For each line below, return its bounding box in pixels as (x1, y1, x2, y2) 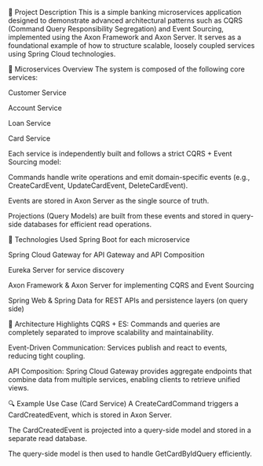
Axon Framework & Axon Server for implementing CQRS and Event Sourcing (8, 281, 254, 290)
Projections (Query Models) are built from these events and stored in (8, 211, 230, 220)
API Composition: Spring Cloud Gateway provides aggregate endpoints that (8, 366, 253, 376)
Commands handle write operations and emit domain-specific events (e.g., (8, 173, 250, 182)
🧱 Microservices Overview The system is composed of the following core (8, 64, 245, 74)
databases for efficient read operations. (23, 220, 152, 229)
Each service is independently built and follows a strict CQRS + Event (8, 149, 232, 158)
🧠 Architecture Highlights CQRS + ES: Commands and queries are (8, 319, 221, 328)
